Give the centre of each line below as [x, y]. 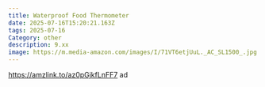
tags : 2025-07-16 [37, 30]
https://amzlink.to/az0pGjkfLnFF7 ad [68, 75]
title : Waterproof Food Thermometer [69, 15]
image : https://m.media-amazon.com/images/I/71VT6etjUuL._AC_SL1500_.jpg [133, 52]
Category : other [35, 38]
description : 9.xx [38, 45]
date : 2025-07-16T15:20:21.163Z [61, 23]
